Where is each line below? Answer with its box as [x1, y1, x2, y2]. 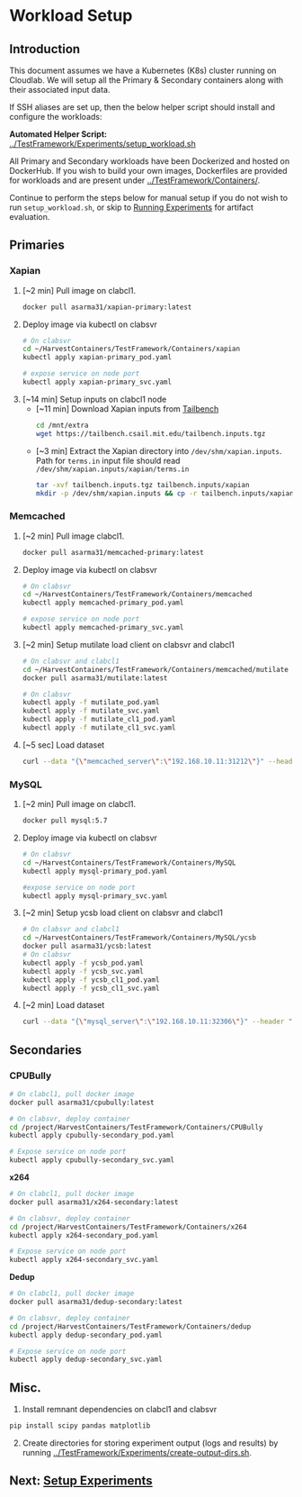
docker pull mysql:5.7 [22, 816, 108, 825]
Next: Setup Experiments [9, 1474, 153, 1489]
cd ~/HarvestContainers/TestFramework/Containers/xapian [22, 344, 241, 354]
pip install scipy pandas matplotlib [9, 1421, 151, 1430]
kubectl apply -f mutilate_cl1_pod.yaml [22, 715, 176, 724]
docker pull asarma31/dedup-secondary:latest [9, 1298, 182, 1307]
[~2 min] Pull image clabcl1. [22, 531, 125, 541]
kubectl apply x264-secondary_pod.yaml [9, 1230, 159, 1239]
